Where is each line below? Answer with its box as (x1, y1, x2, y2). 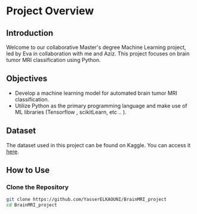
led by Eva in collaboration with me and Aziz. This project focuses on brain (6, 50, 190, 57)
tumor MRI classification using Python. (6, 57, 101, 63)
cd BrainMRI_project (6, 202, 58, 208)
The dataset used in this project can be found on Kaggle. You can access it (6, 141, 191, 148)
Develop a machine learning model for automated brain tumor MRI (14, 89, 178, 97)
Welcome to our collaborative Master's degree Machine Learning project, (6, 44, 186, 51)
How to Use (6, 165, 50, 175)
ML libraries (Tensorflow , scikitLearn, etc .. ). (14, 108, 127, 116)
